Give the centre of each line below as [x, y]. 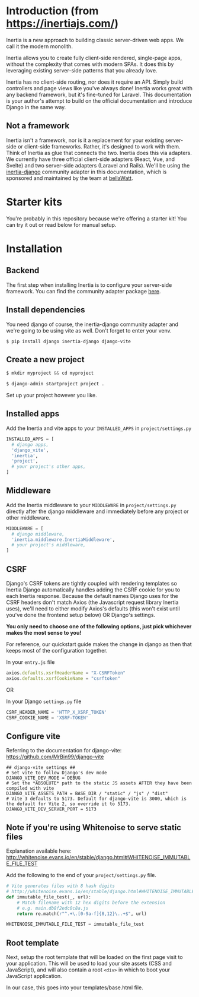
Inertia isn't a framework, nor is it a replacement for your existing [85, 140]
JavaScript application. [34, 976]
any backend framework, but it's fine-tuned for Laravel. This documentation [99, 94]
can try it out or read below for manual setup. [61, 224]
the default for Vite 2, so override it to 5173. [69, 804]
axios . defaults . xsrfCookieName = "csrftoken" [63, 678]
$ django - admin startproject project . [55, 384]
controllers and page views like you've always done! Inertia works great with [99, 88]
